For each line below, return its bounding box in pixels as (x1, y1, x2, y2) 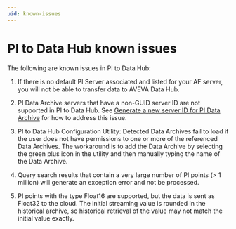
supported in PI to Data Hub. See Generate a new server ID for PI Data (17, 106, 221, 115)
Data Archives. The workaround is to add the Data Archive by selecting (17, 142, 223, 150)
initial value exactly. (17, 214, 75, 222)
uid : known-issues (7, 10, 61, 18)
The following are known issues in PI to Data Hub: (7, 64, 151, 72)
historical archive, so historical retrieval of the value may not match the (17, 207, 223, 215)
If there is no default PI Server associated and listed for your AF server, (17, 77, 223, 86)
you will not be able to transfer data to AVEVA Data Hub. (17, 85, 181, 93)
